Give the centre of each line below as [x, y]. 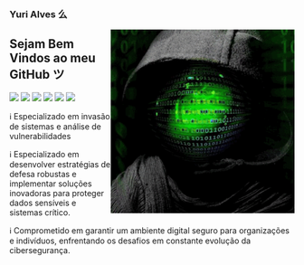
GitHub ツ [37, 75]
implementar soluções [51, 184]
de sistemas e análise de [55, 126]
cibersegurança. [40, 250]
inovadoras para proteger [57, 193]
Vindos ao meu [53, 58]
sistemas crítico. [40, 212]
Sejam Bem [42, 44]
